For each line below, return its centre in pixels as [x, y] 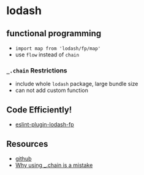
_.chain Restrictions [37, 70]
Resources [27, 144]
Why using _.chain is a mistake [54, 165]
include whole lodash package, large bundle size [77, 84]
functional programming [54, 33]
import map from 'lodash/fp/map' [58, 49]
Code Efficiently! [39, 110]
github [23, 158]
